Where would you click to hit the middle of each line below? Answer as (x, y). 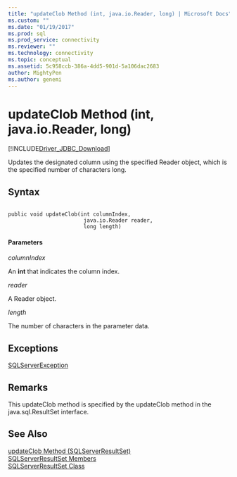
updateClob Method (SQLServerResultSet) (70, 451)
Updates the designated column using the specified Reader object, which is (117, 162)
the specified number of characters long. (68, 170)
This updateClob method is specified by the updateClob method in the (110, 404)
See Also (28, 434)
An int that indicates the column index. (64, 271)
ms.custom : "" (29, 20)
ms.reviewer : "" (32, 47)
